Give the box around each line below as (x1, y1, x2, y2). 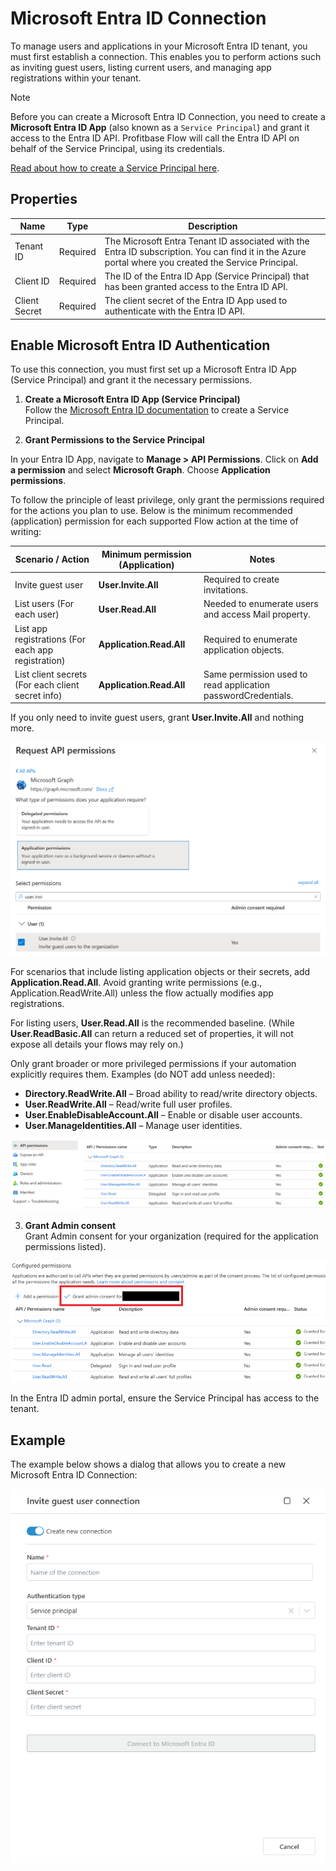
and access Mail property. (203, 608, 311, 621)
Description (188, 220, 238, 232)
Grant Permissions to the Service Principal (24, 434, 205, 446)
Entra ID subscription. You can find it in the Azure (104, 245, 307, 257)
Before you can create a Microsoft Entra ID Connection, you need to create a (10, 110, 326, 122)
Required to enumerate (203, 633, 298, 645)
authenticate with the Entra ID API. (104, 305, 245, 317)
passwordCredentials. (203, 689, 294, 701)
